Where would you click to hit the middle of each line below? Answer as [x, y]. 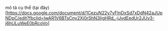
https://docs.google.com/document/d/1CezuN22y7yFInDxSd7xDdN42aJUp [85, 13]
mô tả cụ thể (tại [22, 8]
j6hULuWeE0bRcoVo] [27, 23]
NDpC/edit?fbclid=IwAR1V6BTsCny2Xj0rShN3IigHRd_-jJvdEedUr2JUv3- [80, 18]
